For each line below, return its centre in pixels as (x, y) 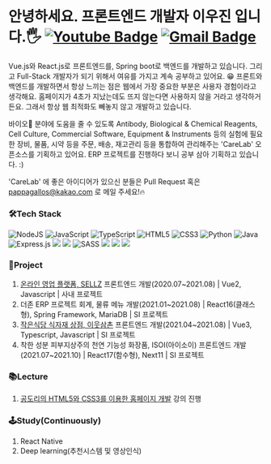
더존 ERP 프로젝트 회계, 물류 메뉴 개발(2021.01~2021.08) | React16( (128, 304)
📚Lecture (28, 376)
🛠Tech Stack (35, 213)
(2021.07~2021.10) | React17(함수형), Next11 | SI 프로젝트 (112, 354)
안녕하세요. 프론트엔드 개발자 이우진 (120, 17)
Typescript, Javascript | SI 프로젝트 (78, 334)
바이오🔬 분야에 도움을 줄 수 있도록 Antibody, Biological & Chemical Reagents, (133, 123)
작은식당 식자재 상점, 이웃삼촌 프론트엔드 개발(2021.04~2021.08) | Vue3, (136, 324)
